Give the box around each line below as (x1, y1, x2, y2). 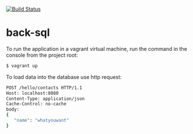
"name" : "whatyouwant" (13, 118, 69, 123)
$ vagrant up (6, 63, 38, 68)
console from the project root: (6, 51, 78, 59)
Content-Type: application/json (6, 95, 85, 102)
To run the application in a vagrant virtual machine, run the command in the (6, 45, 187, 52)
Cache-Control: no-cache (6, 101, 67, 107)
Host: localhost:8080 (6, 90, 59, 96)
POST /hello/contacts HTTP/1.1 (6, 85, 82, 91)
